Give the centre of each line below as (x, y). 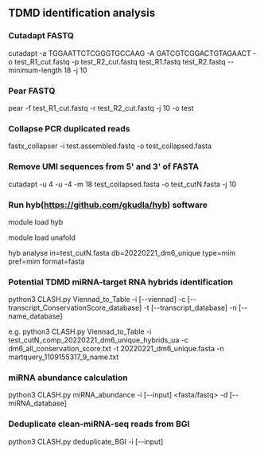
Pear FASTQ (32, 91)
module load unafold (42, 237)
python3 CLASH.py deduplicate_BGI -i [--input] (86, 441)
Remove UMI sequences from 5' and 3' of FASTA (104, 166)
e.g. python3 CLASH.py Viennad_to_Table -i (80, 332)
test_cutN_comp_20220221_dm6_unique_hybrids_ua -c (99, 340)
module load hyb (36, 221)
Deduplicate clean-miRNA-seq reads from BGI (99, 424)
